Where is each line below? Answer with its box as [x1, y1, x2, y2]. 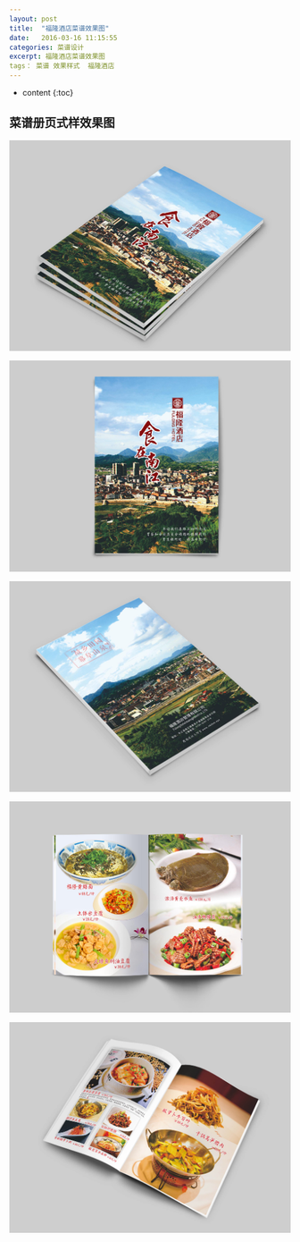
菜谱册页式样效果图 [9, 115, 115, 131]
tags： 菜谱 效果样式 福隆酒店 [9, 62, 115, 71]
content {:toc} [21, 88, 74, 97]
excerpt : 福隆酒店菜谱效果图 [9, 52, 105, 62]
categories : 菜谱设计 [9, 43, 85, 52]
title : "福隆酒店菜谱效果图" [9, 23, 110, 33]
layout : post [9, 14, 58, 23]
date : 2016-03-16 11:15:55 [9, 33, 118, 42]
